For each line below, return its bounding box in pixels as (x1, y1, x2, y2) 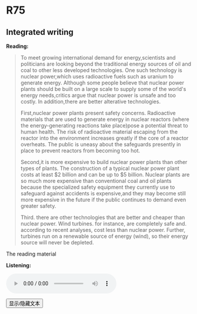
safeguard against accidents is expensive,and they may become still (20, 190, 186, 197)
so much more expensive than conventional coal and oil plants (20, 178, 172, 184)
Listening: (6, 262, 31, 269)
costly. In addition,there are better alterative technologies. (20, 98, 161, 105)
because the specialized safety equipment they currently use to (20, 184, 175, 191)
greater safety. (20, 202, 56, 210)
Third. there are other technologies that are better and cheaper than (20, 214, 185, 221)
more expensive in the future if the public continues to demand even (20, 196, 186, 203)
